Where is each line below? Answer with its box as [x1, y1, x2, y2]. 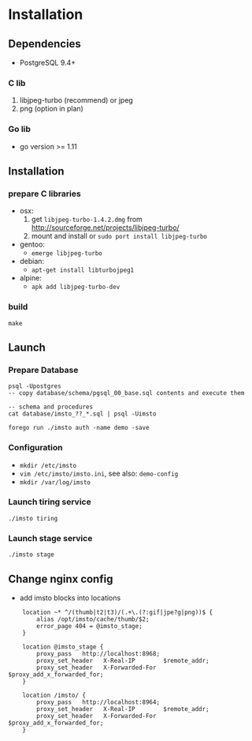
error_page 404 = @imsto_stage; [36, 622, 143, 630]
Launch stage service [8, 532, 93, 544]
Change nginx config [8, 572, 113, 585]
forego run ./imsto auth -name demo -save [8, 424, 150, 432]
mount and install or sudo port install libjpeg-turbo [31, 231, 207, 241]
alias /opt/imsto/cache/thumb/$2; [36, 615, 150, 623]
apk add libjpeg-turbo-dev [31, 283, 120, 292]
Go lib [8, 124, 31, 135]
